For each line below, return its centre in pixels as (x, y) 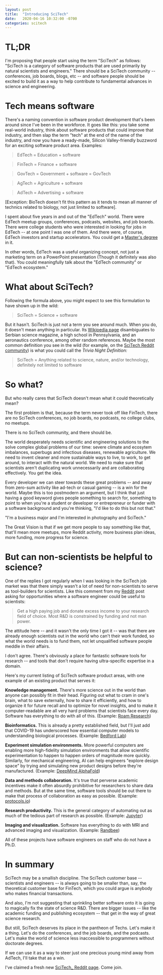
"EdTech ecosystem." (27, 268)
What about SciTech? (49, 287)
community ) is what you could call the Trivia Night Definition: (66, 350)
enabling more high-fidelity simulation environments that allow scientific (77, 750)
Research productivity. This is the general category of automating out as (79, 810)
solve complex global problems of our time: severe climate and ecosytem (78, 447)
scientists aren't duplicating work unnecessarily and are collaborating (75, 468)
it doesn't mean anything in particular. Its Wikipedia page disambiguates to (80, 330)
